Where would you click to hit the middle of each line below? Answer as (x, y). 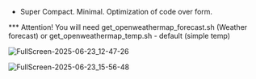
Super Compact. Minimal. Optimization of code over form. (116, 12)
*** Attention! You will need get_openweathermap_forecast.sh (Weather (128, 27)
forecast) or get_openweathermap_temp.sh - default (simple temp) (120, 36)
